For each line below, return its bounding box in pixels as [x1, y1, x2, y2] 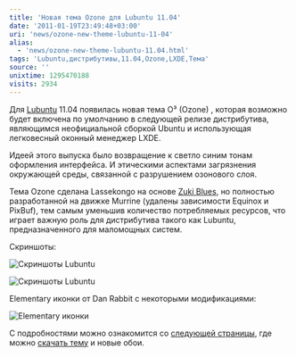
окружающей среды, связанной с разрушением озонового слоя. [9, 169, 257, 179]
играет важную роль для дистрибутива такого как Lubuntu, [9, 214, 236, 225]
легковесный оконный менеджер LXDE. [9, 132, 161, 143]
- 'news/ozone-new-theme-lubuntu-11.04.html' [17, 46, 190, 55]
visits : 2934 [9, 79, 58, 88]
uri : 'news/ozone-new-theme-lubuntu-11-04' [9, 29, 174, 38]
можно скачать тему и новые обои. [9, 336, 145, 348]
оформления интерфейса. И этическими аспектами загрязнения [9, 159, 257, 170]
